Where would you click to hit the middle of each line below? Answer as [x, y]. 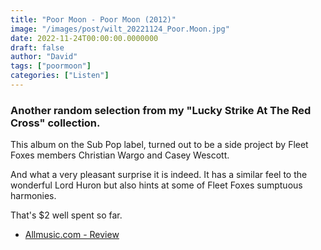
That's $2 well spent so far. [66, 215]
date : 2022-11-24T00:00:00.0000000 [84, 38]
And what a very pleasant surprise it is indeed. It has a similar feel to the [159, 175]
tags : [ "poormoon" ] [51, 66]
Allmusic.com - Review [72, 235]
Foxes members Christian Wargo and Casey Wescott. [120, 155]
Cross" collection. [55, 123]
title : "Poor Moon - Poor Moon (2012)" [93, 19]
